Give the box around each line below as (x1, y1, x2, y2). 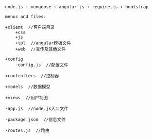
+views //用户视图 (5, 95, 48, 100)
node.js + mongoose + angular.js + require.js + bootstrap (5, 4, 149, 9)
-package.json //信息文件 (5, 117, 66, 122)
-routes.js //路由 (5, 128, 50, 133)
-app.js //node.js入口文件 (5, 106, 68, 111)
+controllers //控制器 (5, 73, 59, 78)
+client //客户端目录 (5, 24, 55, 30)
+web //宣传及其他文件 (15, 46, 66, 52)
